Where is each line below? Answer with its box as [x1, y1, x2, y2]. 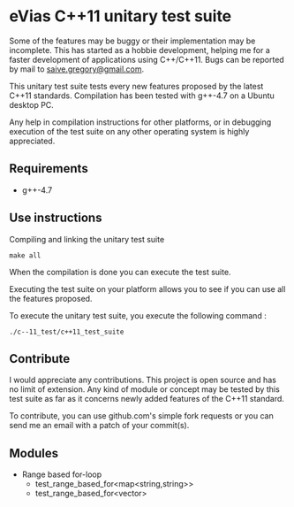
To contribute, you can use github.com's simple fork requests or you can [9, 411, 274, 421]
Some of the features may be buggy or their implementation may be [9, 35, 256, 46]
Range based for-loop [21, 469, 102, 480]
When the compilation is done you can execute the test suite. [9, 266, 231, 277]
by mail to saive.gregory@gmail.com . [9, 64, 145, 74]
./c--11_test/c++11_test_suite [9, 327, 124, 336]
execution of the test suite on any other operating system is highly [9, 126, 250, 136]
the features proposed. [9, 293, 93, 303]
